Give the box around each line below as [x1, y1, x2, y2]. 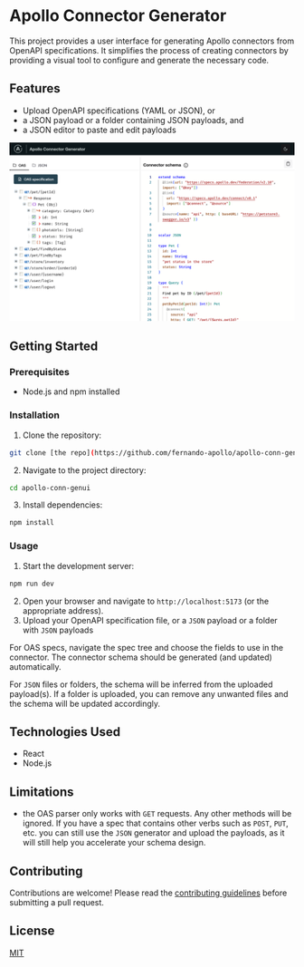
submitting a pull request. [9, 896, 104, 907]
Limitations [9, 784, 74, 799]
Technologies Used [9, 724, 120, 740]
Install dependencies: [22, 499, 103, 510]
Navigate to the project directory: [22, 464, 147, 476]
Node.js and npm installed [22, 386, 120, 397]
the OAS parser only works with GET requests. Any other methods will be [22, 808, 292, 819]
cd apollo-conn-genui [9, 483, 91, 492]
